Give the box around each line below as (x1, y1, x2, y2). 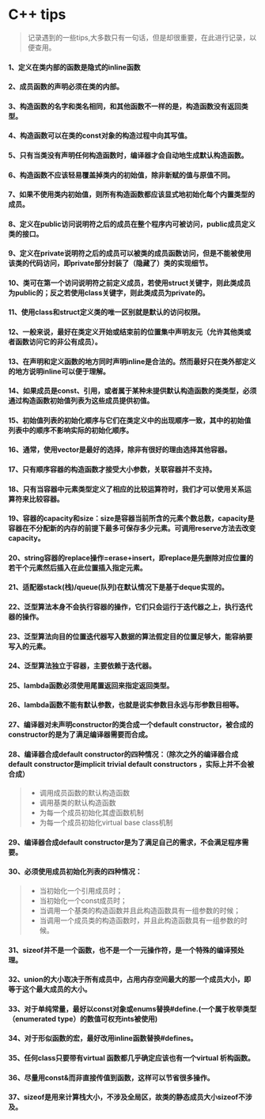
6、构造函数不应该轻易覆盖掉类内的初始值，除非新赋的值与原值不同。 (8, 170, 235, 180)
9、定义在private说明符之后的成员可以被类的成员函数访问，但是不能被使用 (8, 248, 252, 258)
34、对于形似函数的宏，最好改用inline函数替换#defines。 (8, 1034, 198, 1043)
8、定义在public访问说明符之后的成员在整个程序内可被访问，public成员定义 (8, 219, 256, 229)
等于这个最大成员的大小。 (8, 984, 92, 994)
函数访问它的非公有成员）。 (14, 337, 102, 347)
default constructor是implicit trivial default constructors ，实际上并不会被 (8, 759, 255, 768)
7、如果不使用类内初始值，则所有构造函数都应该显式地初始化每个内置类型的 (8, 190, 256, 199)
